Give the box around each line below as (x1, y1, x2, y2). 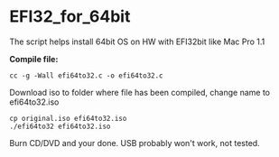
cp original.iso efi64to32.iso (9, 114, 127, 123)
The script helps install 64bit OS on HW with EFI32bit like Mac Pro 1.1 (9, 36, 265, 47)
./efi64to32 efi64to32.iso (9, 122, 111, 131)
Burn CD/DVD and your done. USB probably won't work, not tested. (9, 137, 260, 148)
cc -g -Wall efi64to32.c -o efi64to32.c (9, 70, 164, 80)
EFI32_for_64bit (9, 6, 131, 27)
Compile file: (9, 53, 59, 64)
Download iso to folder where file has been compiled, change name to (9, 87, 271, 97)
